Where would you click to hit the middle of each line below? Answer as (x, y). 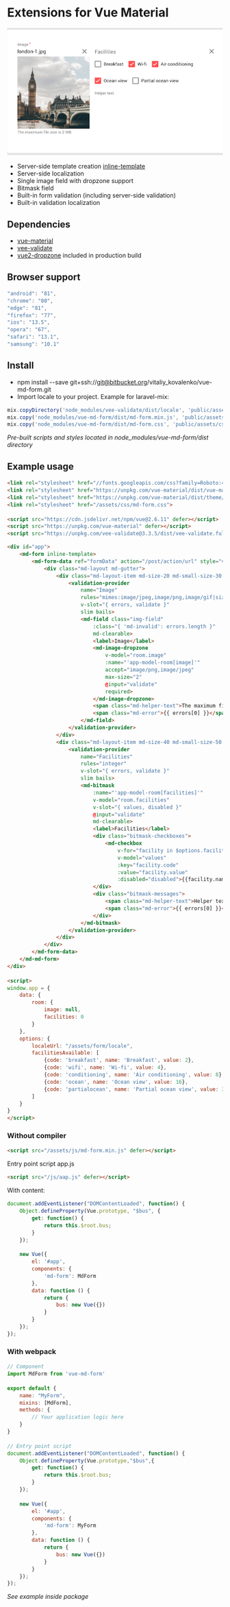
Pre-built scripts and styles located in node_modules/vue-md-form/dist (108, 437)
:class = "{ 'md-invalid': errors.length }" (154, 626)
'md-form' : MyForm (70, 1526)
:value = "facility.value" (153, 872)
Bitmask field (35, 188)
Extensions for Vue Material (88, 13)
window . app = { (29, 988)
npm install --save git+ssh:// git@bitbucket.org (82, 382)
